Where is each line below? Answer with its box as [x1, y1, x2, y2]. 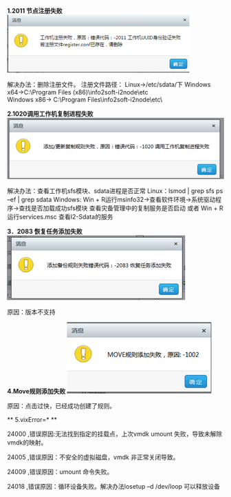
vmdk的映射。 [7, 438, 47, 447]
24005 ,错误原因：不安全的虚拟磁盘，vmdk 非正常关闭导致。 [7, 453, 179, 461]
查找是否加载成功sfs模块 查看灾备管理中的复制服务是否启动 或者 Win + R [19, 204, 223, 212]
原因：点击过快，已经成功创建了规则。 [7, 402, 115, 410]
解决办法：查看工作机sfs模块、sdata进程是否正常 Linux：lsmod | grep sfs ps [7, 187, 223, 195]
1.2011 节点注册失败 [7, 7, 63, 14]
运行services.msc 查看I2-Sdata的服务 [7, 213, 113, 221]
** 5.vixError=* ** [7, 416, 57, 424]
